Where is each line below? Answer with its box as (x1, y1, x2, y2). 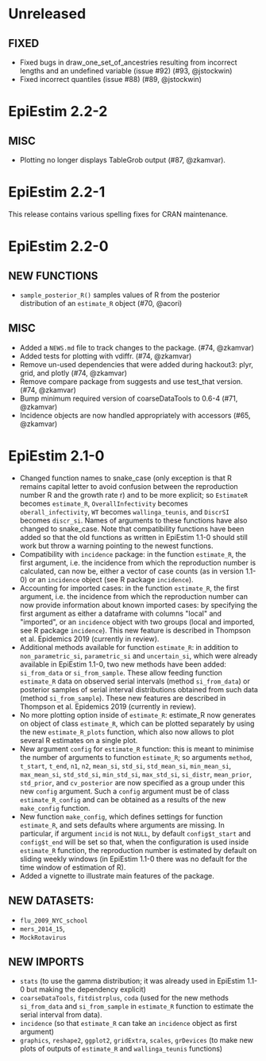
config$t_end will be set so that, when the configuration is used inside (19, 837, 249, 847)
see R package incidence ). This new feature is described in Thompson (19, 625, 252, 635)
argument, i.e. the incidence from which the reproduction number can (19, 591, 249, 601)
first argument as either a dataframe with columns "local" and (19, 609, 222, 618)
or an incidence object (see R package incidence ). (29, 574, 194, 584)
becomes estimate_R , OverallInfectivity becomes (19, 499, 189, 508)
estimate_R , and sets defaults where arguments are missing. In (19, 820, 225, 829)
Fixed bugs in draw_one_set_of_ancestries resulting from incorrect (19, 57, 237, 67)
